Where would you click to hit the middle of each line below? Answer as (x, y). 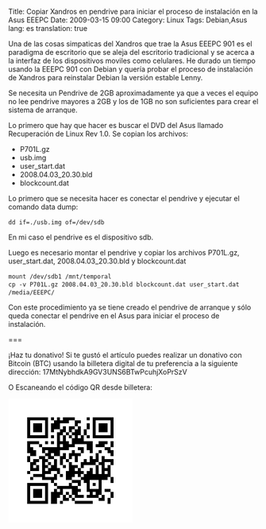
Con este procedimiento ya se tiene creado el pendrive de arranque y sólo (130, 307)
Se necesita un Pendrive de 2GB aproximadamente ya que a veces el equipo (133, 93)
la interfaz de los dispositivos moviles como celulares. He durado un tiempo (132, 60)
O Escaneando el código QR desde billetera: (80, 387)
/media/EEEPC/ (32, 293)
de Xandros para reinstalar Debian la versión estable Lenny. (106, 78)
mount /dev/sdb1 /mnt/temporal (60, 277)
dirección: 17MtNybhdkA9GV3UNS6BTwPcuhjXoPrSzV (98, 372)
